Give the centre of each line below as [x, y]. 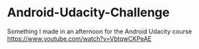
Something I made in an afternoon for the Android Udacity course [99, 31]
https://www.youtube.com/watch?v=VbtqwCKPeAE [80, 38]
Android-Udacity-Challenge [89, 13]
